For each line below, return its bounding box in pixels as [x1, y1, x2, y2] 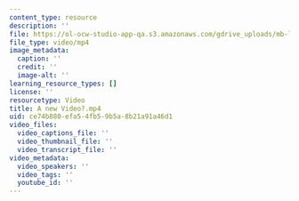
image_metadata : [9, 46, 69, 55]
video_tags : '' [17, 170, 74, 179]
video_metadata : [9, 153, 69, 163]
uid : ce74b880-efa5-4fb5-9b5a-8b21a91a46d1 [9, 112, 174, 121]
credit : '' [17, 63, 58, 72]
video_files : [9, 121, 58, 130]
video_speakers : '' [17, 162, 90, 171]
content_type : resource [9, 12, 98, 22]
